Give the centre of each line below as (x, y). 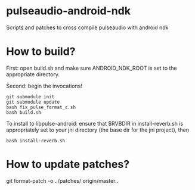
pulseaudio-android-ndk (69, 11)
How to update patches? (68, 164)
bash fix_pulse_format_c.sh (41, 107)
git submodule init (30, 96)
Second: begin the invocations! (44, 86)
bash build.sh (24, 112)
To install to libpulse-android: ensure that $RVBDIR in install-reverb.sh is (95, 123)
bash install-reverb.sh (36, 141)
